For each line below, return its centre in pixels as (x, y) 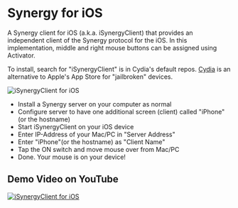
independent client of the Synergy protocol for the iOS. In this (97, 40)
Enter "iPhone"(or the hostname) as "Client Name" (91, 142)
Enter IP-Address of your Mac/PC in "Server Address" (96, 134)
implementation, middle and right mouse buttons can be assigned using (112, 48)
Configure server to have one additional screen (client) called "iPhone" (121, 111)
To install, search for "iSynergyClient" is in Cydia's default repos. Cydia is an (119, 69)
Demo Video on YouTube (63, 179)
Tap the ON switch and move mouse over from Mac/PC (98, 149)
